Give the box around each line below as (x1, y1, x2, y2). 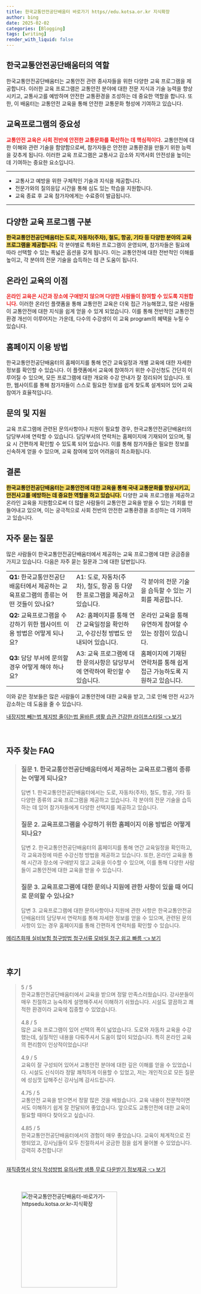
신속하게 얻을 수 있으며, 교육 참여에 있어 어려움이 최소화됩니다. (6, 447, 151, 455)
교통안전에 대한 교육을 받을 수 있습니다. (32, 866, 124, 874)
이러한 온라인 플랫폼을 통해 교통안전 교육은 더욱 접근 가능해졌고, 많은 (19, 300, 179, 308)
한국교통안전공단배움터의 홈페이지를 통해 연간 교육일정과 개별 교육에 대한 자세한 (6, 359, 192, 366)
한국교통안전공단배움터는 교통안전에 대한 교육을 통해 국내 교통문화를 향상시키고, (6, 484, 190, 491)
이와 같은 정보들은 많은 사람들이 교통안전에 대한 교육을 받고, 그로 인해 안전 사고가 (6, 693, 194, 700)
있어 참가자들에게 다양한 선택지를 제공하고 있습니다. (38, 804, 159, 811)
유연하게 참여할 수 (140, 620, 188, 628)
